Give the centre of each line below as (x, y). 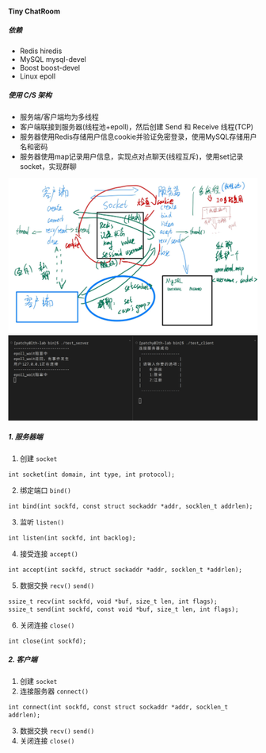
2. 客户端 (23, 659)
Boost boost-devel (50, 67)
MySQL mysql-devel (53, 59)
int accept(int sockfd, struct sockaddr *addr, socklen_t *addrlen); (125, 570)
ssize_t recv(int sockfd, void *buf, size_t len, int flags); (113, 601)
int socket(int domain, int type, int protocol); (92, 474)
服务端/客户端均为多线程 (59, 117)
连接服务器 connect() (54, 691)
